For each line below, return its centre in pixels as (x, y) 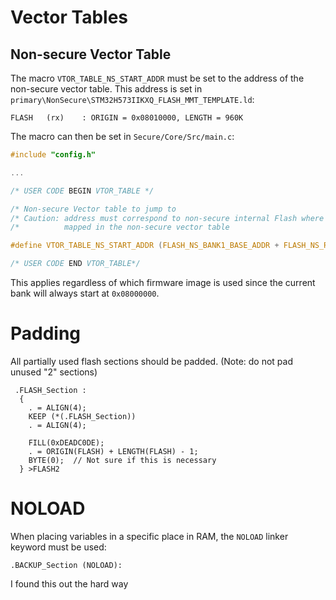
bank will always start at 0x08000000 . (85, 293)
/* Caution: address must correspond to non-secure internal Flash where (167, 218)
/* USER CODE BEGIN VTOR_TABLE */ (82, 191)
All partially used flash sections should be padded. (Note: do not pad (152, 361)
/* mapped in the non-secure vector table (120, 227)
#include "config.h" (53, 155)
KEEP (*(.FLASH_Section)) (82, 416)
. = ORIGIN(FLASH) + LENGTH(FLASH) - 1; (113, 451)
